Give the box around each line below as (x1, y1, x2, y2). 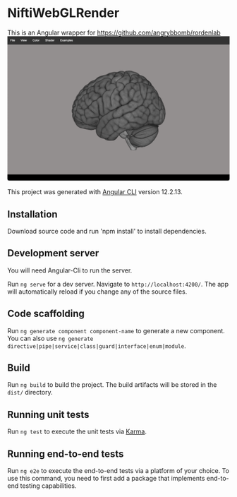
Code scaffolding (7, 308, 85, 320)
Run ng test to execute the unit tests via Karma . (7, 427, 147, 436)
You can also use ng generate (7, 334, 94, 342)
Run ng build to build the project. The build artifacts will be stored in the (7, 381, 217, 389)
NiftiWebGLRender (7, 5, 120, 21)
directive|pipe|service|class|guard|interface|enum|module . (7, 341, 186, 350)
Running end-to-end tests (7, 448, 124, 460)
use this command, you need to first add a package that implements (7, 474, 205, 483)
